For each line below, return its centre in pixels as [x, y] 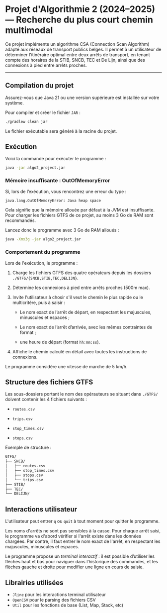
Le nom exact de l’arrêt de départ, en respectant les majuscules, [85, 312]
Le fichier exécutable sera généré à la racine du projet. [61, 131]
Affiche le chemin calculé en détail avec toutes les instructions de [80, 351]
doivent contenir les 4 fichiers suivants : [46, 400]
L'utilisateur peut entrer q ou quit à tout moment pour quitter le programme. [83, 521]
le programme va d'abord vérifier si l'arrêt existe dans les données [73, 536]
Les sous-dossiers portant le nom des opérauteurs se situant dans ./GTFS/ [82, 394]
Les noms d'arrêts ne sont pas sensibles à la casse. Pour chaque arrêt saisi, [83, 531]
